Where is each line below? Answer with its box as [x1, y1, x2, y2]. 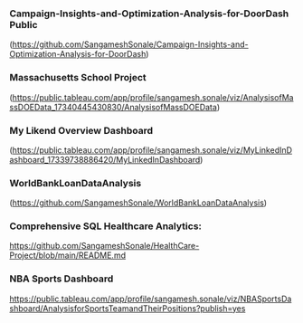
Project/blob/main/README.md [9, 250, 127, 261]
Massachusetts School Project [9, 71, 147, 84]
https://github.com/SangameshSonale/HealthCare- [9, 241, 200, 252]
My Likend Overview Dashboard [9, 124, 154, 137]
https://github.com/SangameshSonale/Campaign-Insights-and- [12, 39, 249, 50]
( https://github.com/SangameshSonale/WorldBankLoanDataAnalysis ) [9, 197, 268, 208]
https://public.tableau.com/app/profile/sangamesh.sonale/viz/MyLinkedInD [12, 144, 292, 156]
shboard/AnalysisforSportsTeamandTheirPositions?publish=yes [9, 302, 246, 314]
